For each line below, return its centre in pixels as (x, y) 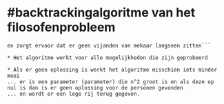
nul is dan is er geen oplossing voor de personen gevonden (95, 87)
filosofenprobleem (61, 27)
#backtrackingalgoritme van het (101, 13)
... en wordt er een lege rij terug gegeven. (73, 94)
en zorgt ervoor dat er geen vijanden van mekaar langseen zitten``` (109, 45)
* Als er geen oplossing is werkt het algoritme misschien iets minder (112, 70)
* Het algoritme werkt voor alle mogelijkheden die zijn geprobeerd (108, 58)
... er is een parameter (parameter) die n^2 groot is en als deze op (111, 82)
